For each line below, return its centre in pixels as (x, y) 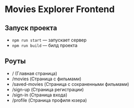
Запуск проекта (31, 28)
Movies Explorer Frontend (60, 9)
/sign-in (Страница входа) (40, 95)
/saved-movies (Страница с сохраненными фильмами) (71, 84)
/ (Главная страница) (34, 73)
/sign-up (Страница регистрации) (48, 89)
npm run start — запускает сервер (49, 40)
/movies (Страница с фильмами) (46, 79)
